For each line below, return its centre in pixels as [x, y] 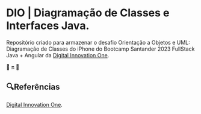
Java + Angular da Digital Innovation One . [58, 55]
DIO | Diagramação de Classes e [88, 13]
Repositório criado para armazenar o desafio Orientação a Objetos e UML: [98, 42]
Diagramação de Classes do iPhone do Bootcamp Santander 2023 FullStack [100, 49]
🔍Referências [33, 87]
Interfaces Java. [48, 26]
